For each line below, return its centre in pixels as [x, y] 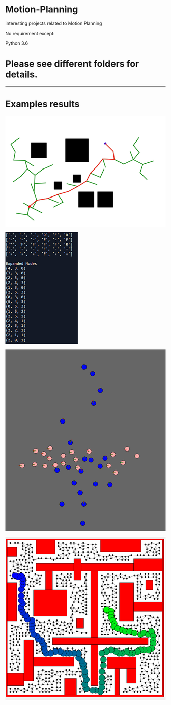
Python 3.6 [17, 43]
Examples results [42, 104]
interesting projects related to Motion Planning [54, 23]
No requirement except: [30, 33]
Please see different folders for [72, 64]
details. [22, 75]
